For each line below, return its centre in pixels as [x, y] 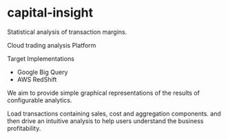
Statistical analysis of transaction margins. [67, 32]
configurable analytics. [40, 100]
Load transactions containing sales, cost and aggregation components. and [114, 113]
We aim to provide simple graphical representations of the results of [104, 93]
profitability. [24, 128]
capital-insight [50, 13]
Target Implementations [41, 58]
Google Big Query [42, 72]
